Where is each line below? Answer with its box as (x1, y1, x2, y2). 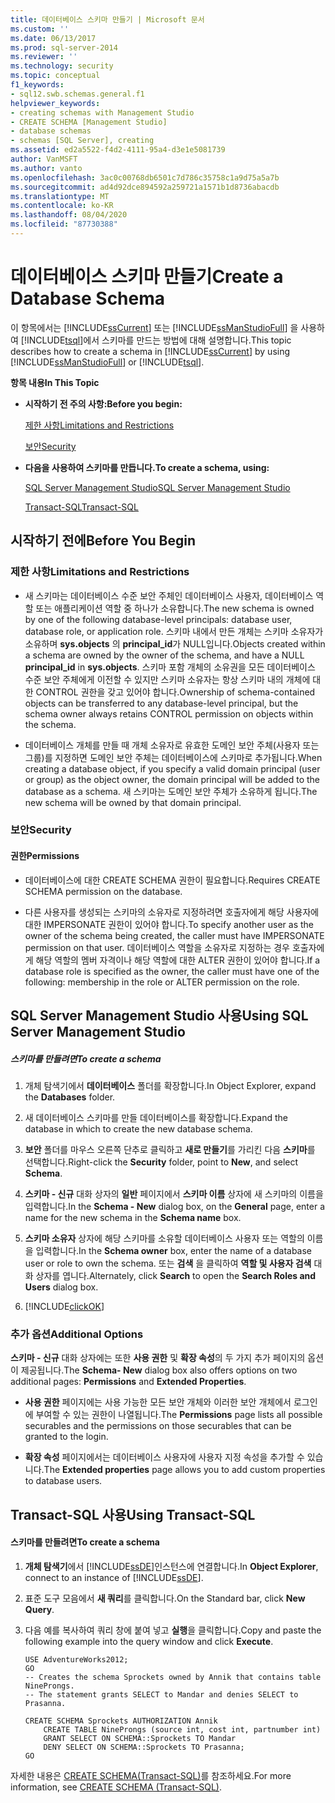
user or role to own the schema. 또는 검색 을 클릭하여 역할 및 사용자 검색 (24, 1257, 312, 1269)
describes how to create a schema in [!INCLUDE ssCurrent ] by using (10, 345, 291, 357)
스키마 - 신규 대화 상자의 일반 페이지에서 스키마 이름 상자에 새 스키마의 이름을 (24, 1187, 324, 1200)
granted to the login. (24, 1431, 109, 1443)
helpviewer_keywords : (10, 98, 101, 108)
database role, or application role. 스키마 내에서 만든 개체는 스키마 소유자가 (24, 625, 324, 637)
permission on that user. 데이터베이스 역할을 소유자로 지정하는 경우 (24, 941, 290, 953)
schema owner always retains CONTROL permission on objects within (24, 707, 314, 720)
